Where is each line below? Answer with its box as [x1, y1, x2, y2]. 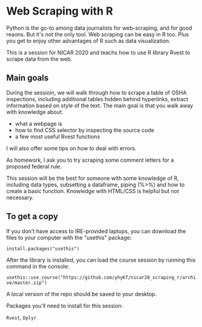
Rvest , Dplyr [6, 314, 37, 321]
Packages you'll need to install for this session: [6, 302, 123, 309]
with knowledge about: [6, 108, 64, 116]
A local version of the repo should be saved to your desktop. [6, 290, 157, 297]
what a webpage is [15, 120, 62, 127]
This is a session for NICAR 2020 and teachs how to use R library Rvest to [6, 48, 191, 56]
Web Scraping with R [6, 4, 113, 18]
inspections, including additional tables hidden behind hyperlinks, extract [6, 95, 189, 102]
